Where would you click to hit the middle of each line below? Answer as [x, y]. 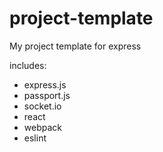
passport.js [47, 95]
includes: [28, 65]
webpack [42, 127]
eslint [35, 138]
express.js [45, 84]
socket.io [42, 106]
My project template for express [75, 46]
